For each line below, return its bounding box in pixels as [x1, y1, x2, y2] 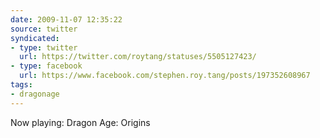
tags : [10, 80, 33, 90]
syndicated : [10, 33, 60, 43]
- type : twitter [10, 42, 78, 53]
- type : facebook [10, 61, 83, 71]
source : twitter [10, 24, 78, 34]
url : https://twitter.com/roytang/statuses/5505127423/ [19, 52, 257, 62]
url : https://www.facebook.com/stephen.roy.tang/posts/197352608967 [19, 71, 311, 81]
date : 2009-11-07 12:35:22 [10, 14, 123, 25]
